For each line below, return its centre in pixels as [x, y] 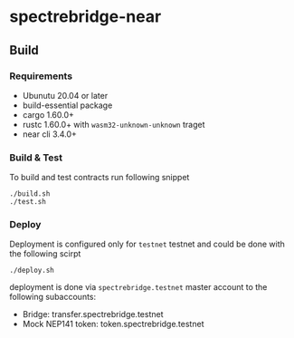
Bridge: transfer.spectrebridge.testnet [93, 314]
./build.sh [30, 194]
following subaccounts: [53, 297]
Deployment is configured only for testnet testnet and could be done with [147, 244]
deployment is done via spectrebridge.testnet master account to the [138, 287]
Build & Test [36, 158]
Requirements [41, 76]
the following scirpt [45, 254]
